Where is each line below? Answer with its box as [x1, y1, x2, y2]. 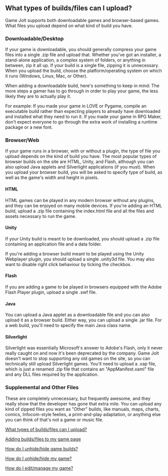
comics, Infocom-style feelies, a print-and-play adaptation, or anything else [5, 411, 161, 417]
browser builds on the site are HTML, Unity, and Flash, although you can [5, 158, 154, 164]
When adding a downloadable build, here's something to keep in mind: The [5, 82, 160, 89]
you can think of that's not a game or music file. [5, 416, 103, 422]
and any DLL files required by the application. [5, 371, 99, 377]
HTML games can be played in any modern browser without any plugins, [5, 197, 155, 203]
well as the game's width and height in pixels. [5, 174, 99, 180]
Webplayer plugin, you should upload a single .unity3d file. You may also [5, 256, 155, 262]
